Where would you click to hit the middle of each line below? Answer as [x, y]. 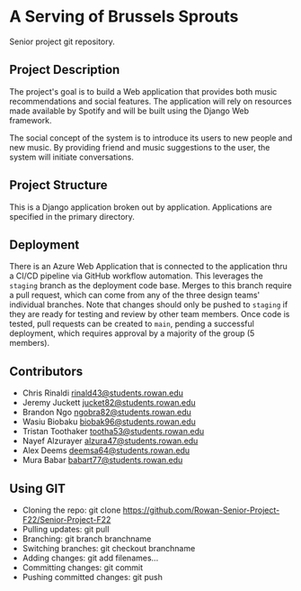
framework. [31, 120]
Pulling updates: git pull [66, 529]
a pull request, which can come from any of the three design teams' [135, 295]
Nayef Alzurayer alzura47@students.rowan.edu [110, 441]
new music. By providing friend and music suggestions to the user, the [140, 147]
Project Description [65, 70]
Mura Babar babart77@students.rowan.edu [102, 460]
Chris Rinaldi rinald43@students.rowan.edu [103, 393]
